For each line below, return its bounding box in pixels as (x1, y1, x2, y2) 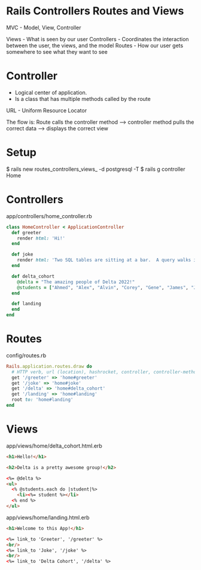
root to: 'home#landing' (11, 397, 74, 403)
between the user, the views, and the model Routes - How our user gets (6, 42, 184, 49)
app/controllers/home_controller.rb (6, 212, 92, 219)
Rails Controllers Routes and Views (6, 4, 184, 18)
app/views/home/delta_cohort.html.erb (6, 442, 103, 449)
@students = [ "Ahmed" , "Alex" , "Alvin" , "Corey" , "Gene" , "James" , (17, 284, 188, 290)
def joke (11, 252, 33, 258)
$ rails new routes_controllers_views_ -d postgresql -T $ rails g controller (6, 166, 185, 173)
